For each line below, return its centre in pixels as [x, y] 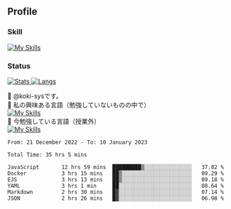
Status [19, 65]
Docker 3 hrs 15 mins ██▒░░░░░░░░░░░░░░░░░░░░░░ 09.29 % [116, 173]
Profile [22, 12]
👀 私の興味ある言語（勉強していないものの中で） [79, 104]
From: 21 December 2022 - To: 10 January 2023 [77, 142]
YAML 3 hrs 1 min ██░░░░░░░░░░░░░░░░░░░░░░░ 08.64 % [116, 186]
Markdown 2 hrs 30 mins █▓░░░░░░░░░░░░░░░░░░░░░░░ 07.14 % [116, 192]
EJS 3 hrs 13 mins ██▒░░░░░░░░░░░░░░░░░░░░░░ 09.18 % [116, 179]
